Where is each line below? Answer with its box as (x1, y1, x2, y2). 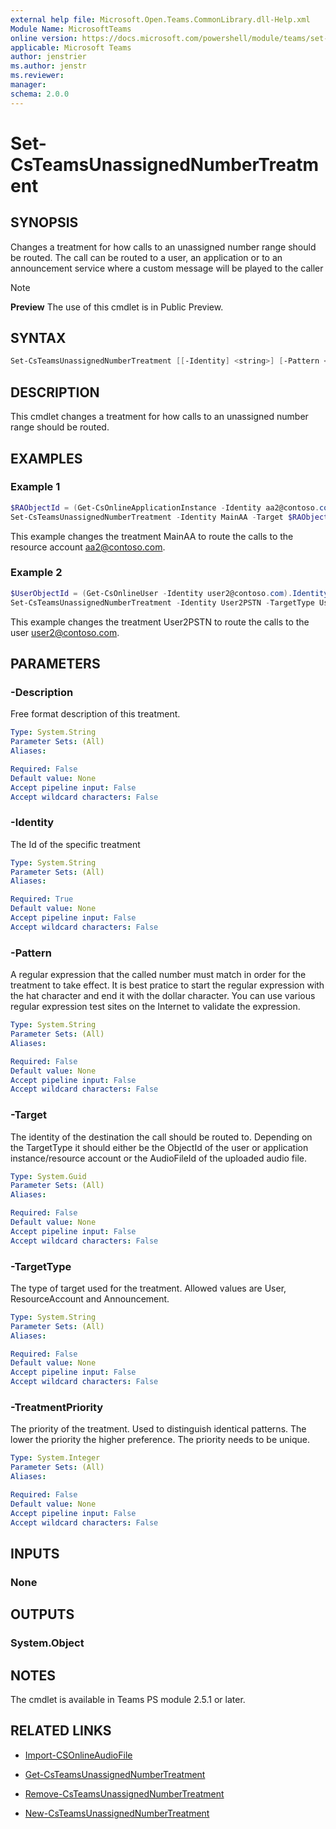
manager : (10, 80, 47, 90)
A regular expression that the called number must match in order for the (10, 969, 307, 981)
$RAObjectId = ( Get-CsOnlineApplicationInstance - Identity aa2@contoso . (10, 502, 320, 513)
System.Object (10, 1636, 85, 1650)
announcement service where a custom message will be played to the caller (10, 262, 324, 274)
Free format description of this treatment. (10, 708, 181, 720)
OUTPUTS (10, 1606, 75, 1623)
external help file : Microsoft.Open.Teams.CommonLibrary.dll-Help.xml (10, 14, 311, 25)
